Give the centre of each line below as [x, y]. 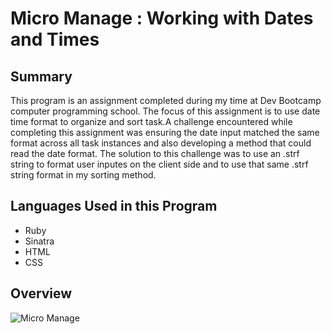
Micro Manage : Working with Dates [162, 18]
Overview [41, 293]
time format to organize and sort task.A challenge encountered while [151, 121]
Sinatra [39, 241]
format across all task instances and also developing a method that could [161, 143]
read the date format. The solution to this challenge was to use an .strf [155, 153]
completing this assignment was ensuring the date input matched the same [165, 132]
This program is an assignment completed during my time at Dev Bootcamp [166, 100]
